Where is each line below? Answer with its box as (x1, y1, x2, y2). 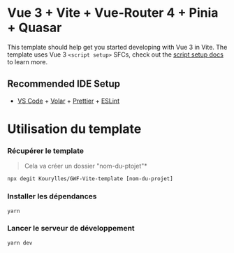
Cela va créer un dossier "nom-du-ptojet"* (24, 162, 148, 171)
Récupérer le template (7, 145, 85, 155)
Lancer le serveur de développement (7, 224, 135, 233)
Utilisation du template (7, 121, 142, 137)
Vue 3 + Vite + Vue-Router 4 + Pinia (7, 5, 219, 21)
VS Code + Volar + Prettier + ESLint (17, 96, 120, 105)
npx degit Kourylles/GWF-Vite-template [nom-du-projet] (7, 175, 173, 182)
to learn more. (7, 57, 47, 66)
